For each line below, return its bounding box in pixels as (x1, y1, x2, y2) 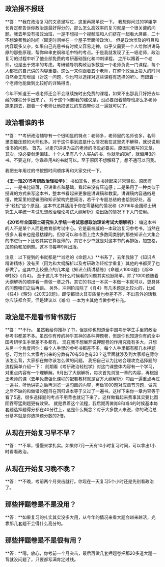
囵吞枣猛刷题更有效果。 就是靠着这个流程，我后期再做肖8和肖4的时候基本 (5, 400, 154, 406)
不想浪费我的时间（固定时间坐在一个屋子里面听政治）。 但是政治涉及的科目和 (5, 37, 159, 43)
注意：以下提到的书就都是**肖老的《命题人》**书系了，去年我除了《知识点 (5, 254, 156, 260)
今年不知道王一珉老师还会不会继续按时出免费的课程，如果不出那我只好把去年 (5, 90, 160, 96)
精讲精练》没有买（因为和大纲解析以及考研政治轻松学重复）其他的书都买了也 (5, 260, 160, 266)
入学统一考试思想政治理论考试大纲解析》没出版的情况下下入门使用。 (13, 208, 151, 215)
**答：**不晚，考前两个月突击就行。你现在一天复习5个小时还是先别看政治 (5, 479, 154, 484)
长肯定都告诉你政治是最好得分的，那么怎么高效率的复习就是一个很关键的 (5, 25, 151, 30)
